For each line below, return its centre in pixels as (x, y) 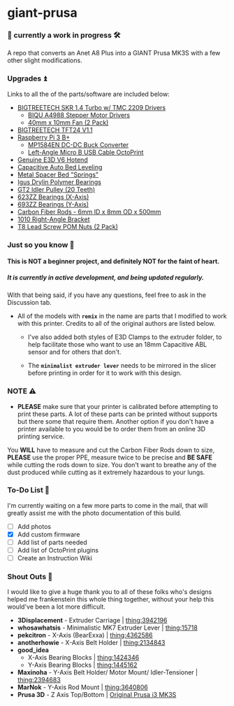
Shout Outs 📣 (30, 577)
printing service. (41, 436)
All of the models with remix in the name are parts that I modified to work (122, 316)
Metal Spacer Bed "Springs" (58, 174)
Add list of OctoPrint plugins (58, 551)
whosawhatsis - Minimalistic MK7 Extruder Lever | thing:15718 (107, 628)
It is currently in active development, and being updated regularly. (106, 277)
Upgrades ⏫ (27, 78)
